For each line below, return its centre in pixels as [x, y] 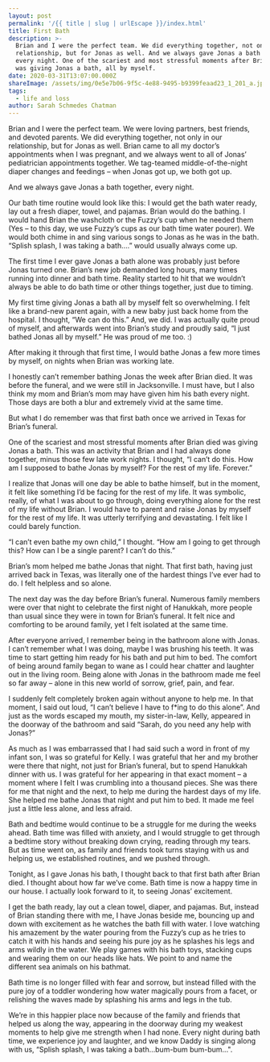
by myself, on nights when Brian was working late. [91, 361]
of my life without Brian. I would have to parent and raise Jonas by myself [130, 510]
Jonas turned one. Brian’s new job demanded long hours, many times [123, 270]
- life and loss [43, 98]
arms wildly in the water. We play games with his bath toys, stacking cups [130, 950]
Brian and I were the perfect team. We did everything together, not [134, 46]
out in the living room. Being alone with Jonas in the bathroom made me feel [135, 675]
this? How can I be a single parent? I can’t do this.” [92, 551]
